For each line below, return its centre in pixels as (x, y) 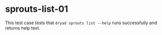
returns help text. (23, 28)
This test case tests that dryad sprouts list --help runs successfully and (81, 23)
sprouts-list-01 (37, 9)
